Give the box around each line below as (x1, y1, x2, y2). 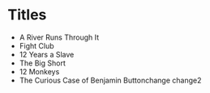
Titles (7, 6, 47, 24)
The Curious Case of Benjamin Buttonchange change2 (19, 75, 202, 85)
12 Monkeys (19, 66, 60, 76)
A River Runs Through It (19, 32, 100, 42)
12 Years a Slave (19, 49, 75, 59)
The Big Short (19, 58, 66, 68)
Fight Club (19, 40, 54, 50)
